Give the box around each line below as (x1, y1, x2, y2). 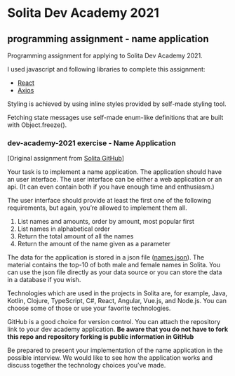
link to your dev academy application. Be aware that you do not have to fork (7, 325, 229, 334)
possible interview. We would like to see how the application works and (7, 354, 213, 362)
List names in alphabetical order (17, 224, 110, 233)
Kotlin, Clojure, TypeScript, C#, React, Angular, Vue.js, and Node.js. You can (7, 297, 227, 305)
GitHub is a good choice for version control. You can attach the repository (7, 318, 221, 326)
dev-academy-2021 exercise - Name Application (7, 138, 177, 148)
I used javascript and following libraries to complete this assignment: (7, 65, 206, 73)
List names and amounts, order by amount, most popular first (17, 217, 195, 226)
